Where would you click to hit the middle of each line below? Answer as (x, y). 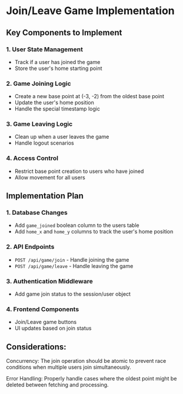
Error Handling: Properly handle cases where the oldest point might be (91, 379)
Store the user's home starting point (58, 68)
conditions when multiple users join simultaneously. (69, 367)
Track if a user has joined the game (57, 62)
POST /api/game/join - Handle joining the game (72, 259)
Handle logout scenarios (44, 143)
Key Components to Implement (64, 33)
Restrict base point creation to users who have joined (79, 171)
